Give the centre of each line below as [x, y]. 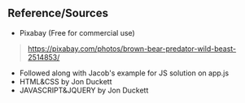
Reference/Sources [58, 13]
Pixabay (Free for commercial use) [77, 32]
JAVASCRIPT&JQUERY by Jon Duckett [84, 90]
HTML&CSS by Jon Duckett [66, 81]
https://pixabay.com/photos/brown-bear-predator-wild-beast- [132, 49]
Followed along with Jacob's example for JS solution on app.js [124, 73]
